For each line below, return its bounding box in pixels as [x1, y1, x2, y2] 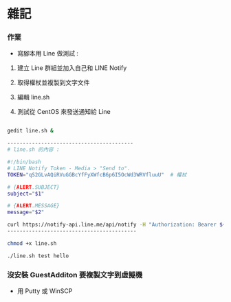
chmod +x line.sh [7, 240, 57, 247]
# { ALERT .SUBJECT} [7, 183, 60, 191]
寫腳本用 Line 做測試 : [16, 49, 79, 58]
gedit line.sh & [7, 128, 54, 135]
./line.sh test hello [7, 252, 69, 259]
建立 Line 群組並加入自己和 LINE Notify [16, 64, 127, 72]
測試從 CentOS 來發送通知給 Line [16, 108, 111, 116]
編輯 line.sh [16, 93, 50, 102]
